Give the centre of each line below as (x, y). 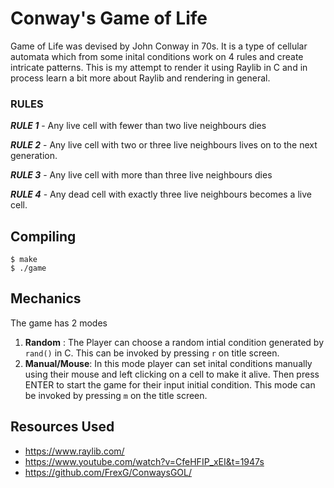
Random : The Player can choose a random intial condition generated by (174, 342)
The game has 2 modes (59, 323)
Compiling (43, 236)
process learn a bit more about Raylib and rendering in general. (140, 78)
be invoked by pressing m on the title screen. (116, 395)
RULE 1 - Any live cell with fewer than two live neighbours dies (138, 126)
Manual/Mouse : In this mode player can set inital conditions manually (168, 363)
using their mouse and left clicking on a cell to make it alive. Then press (172, 374)
